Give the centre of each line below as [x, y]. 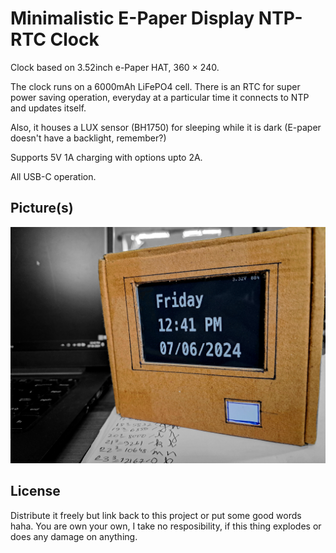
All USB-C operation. [53, 176]
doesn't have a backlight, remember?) [88, 138]
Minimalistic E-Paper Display [132, 18]
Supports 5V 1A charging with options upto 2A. [106, 157]
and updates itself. [48, 108]
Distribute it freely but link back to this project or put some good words [156, 515]
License [35, 491]
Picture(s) [42, 208]
